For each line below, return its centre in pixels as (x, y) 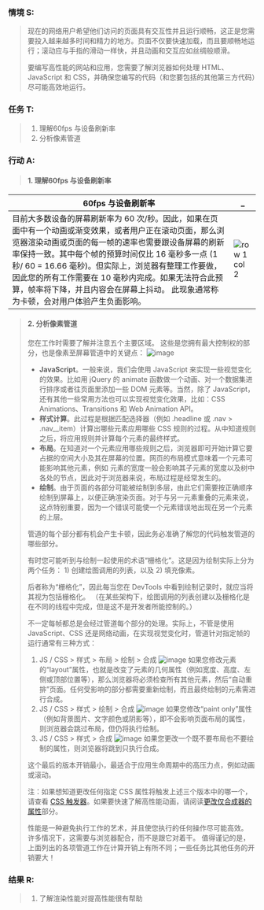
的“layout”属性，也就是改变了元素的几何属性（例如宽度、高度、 (141, 669)
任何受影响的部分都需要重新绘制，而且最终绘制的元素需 (159, 689)
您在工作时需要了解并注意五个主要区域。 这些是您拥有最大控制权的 (135, 342)
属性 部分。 (45, 811)
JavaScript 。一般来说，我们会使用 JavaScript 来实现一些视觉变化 (145, 369)
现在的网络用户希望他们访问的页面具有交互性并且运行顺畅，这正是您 (137, 31)
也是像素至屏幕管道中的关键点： (93, 353)
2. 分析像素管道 (52, 324)
